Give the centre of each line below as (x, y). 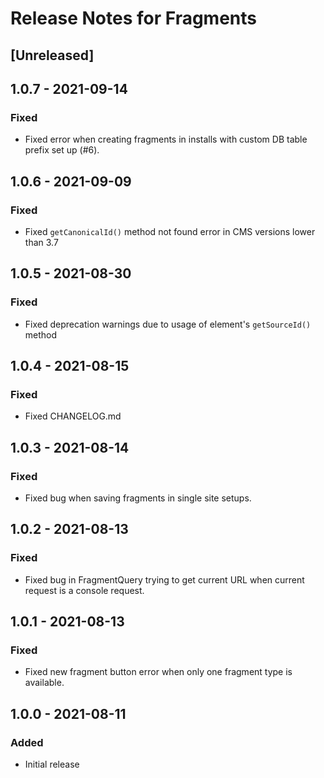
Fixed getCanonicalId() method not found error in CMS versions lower (170, 231)
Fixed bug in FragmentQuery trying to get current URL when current (164, 579)
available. (44, 683)
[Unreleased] (52, 55)
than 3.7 (41, 242)
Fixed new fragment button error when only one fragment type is (158, 672)
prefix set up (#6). (62, 150)
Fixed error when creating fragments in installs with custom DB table (166, 139)
